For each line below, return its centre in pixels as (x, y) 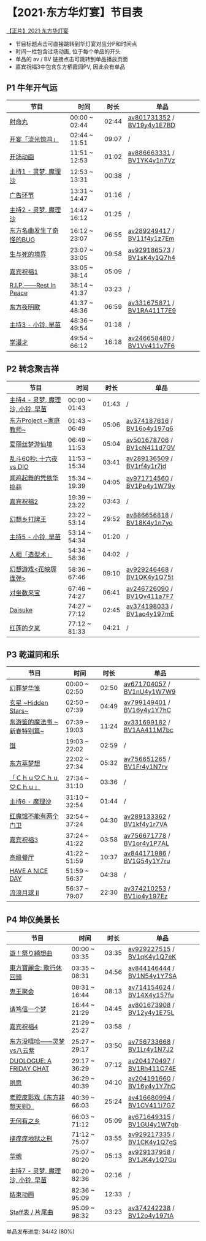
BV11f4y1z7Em (151, 238)
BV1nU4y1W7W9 (150, 692)
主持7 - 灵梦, (28, 1171)
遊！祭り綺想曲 (31, 954)
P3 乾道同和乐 (33, 654)
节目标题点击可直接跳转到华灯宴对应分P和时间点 (76, 44)
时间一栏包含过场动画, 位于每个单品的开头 (68, 51)
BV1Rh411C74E (152, 1069)
